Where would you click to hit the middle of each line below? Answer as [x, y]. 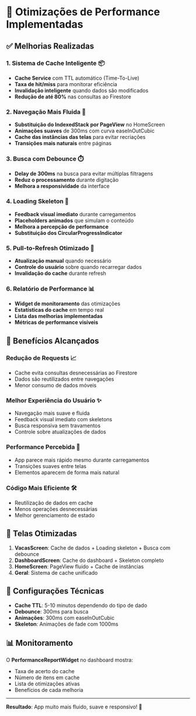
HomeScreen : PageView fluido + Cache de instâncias [79, 566]
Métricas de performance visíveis [56, 322]
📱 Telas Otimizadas [42, 533]
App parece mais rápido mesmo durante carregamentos [82, 460]
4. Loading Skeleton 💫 [37, 202]
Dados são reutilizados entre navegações [64, 379]
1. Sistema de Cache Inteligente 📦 [55, 63]
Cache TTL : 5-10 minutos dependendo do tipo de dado [81, 605]
